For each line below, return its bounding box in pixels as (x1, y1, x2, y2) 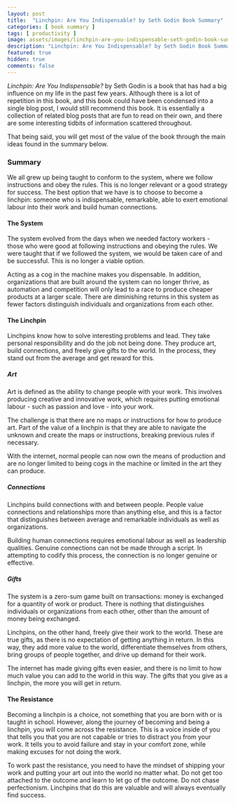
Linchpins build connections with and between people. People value (7, 500, 204, 509)
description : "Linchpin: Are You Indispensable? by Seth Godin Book (7, 43, 211, 50)
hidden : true (7, 56, 45, 63)
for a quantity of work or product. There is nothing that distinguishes (7, 600, 205, 608)
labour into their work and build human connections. (7, 202, 158, 211)
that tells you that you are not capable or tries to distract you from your (7, 733, 211, 741)
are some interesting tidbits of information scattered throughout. (7, 118, 192, 127)
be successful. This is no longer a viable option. (7, 257, 145, 265)
